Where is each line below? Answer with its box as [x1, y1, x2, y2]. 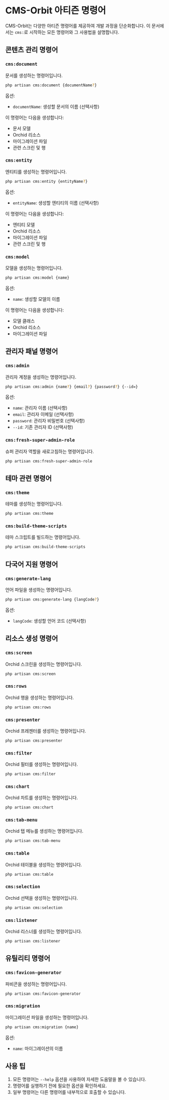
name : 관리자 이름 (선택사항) [12, 405, 68, 411]
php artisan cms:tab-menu [5, 838, 60, 843]
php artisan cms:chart [5, 805, 54, 810]
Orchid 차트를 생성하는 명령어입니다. [5, 795, 78, 801]
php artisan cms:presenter [5, 738, 63, 743]
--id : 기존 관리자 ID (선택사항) [12, 424, 74, 430]
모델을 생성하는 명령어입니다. [5, 265, 63, 271]
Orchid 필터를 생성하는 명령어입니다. [5, 761, 78, 767]
